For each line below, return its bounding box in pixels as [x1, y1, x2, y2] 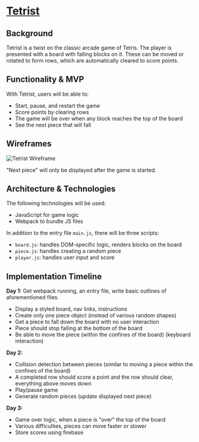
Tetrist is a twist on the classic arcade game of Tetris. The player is [6, 44, 172, 51]
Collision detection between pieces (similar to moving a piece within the [14, 361, 194, 368]
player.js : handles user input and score [14, 254, 115, 261]
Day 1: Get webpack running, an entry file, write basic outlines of [6, 287, 167, 294]
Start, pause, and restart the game [14, 102, 100, 109]
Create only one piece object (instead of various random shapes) [14, 312, 177, 319]
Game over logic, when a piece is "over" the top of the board [14, 416, 166, 423]
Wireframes [6, 139, 52, 149]
